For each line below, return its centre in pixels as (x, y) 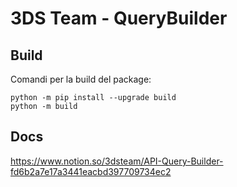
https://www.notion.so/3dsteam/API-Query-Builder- (117, 161)
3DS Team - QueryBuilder (119, 18)
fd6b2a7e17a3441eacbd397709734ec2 (91, 171)
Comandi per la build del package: (81, 79)
